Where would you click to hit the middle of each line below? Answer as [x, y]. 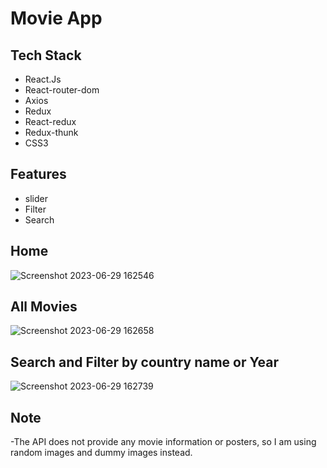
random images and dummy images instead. [101, 453]
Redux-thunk [51, 132]
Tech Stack [46, 55]
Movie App [56, 18]
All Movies [44, 307]
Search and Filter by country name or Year [144, 362]
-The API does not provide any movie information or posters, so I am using [163, 442]
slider [36, 198]
